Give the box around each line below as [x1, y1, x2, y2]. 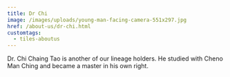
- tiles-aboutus [13, 36, 60, 43]
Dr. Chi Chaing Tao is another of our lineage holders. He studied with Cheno [7, 54, 223, 63]
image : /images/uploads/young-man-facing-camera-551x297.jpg [7, 16, 187, 23]
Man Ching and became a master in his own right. [7, 62, 148, 70]
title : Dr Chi [7, 10, 48, 17]
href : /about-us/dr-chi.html [7, 23, 91, 30]
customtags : [7, 29, 41, 36]
